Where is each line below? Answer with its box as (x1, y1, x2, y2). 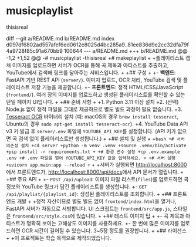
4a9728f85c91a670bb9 (6, 47, 63, 54)
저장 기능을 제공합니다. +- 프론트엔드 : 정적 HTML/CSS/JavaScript (31, 83, 184, 90)
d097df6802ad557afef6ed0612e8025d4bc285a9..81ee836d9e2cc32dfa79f (6, 41, 189, 48)
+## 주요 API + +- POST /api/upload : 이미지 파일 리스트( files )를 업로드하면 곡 (6, 175, 189, 182)
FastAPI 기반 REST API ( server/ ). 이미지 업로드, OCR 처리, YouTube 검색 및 (6, 76, 182, 83)
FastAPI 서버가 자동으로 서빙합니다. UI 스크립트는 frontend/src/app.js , (6, 205, 172, 212)
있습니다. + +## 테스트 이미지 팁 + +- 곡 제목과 (76, 212, 185, 219)
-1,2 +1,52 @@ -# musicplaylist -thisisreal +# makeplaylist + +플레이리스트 (6, 54, 185, 61)
